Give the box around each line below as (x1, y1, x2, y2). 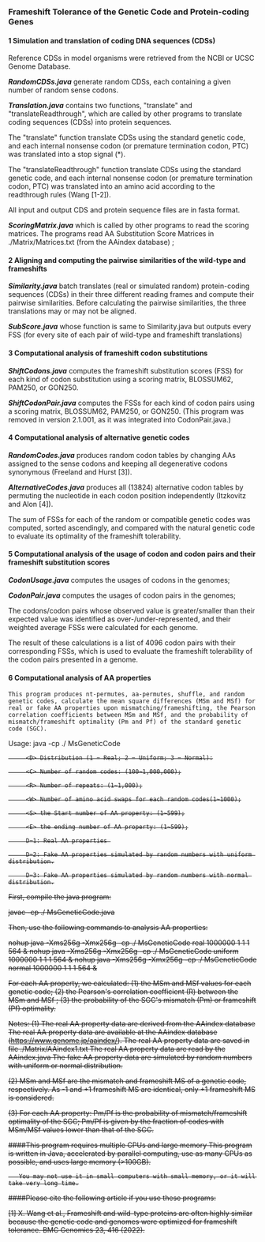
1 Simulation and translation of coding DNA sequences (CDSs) (8, 36, 215, 45)
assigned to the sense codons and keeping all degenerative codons (8, 459, 228, 468)
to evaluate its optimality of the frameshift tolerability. (8, 531, 181, 541)
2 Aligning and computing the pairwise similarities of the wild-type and (8, 255, 246, 265)
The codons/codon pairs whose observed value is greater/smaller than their (8, 606, 256, 615)
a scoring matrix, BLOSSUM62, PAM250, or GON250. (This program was (8, 406, 244, 416)
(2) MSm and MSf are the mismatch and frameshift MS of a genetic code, (8, 1076, 247, 1086)
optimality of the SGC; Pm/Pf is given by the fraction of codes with (8, 1116, 225, 1127)
